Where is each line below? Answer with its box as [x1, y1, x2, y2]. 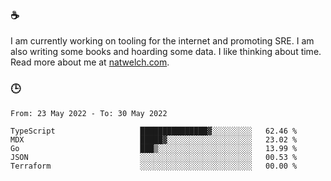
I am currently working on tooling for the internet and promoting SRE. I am [10, 35, 315, 47]
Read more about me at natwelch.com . [10, 56, 170, 68]
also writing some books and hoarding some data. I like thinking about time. [10, 46, 322, 58]
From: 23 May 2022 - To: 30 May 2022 [10, 108, 168, 118]
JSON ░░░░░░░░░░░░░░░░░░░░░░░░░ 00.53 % [10, 152, 298, 162]
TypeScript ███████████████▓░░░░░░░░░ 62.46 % [10, 126, 298, 136]
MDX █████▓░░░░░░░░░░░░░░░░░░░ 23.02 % [10, 134, 298, 145]
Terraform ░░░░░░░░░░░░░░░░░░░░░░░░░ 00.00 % [10, 161, 298, 171]
